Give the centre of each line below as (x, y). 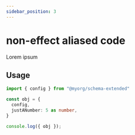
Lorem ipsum (22, 57)
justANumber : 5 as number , (44, 110)
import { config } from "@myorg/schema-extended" (68, 89)
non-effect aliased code (66, 40)
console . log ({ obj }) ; (34, 126)
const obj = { (23, 99)
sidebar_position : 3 (31, 11)
